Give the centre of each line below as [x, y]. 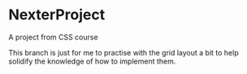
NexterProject [57, 15]
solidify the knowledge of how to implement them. [92, 61]
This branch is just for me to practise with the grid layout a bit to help [123, 52]
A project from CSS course [54, 37]
